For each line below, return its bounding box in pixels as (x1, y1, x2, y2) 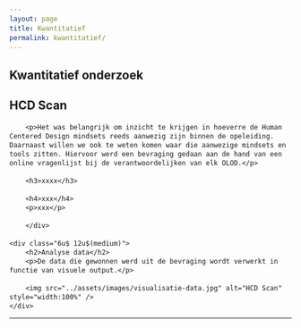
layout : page (9, 14, 58, 23)
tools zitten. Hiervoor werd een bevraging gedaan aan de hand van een (9, 149, 282, 158)
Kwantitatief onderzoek (9, 67, 143, 82)
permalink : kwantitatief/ (9, 33, 106, 42)
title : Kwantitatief (9, 23, 87, 33)
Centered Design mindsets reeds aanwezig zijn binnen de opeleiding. (9, 131, 275, 140)
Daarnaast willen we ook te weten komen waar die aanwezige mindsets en (9, 140, 287, 149)
